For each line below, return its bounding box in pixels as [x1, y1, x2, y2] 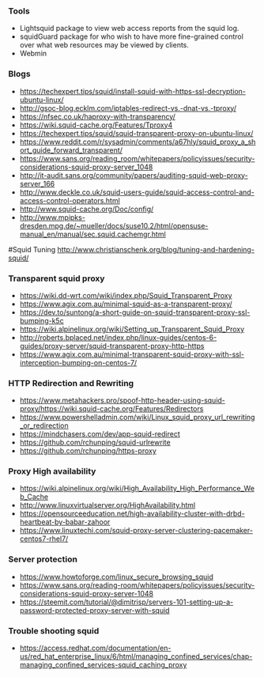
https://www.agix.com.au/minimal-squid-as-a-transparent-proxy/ [19, 299, 233, 308]
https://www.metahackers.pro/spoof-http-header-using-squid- [19, 395, 225, 405]
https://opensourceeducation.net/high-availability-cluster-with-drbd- [19, 509, 245, 519]
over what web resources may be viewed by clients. [19, 40, 190, 50]
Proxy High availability [8, 466, 96, 477]
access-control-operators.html [19, 195, 120, 205]
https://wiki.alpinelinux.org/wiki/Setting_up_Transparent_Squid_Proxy [19, 324, 245, 334]
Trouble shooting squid [8, 625, 100, 636]
